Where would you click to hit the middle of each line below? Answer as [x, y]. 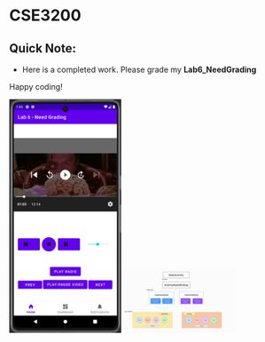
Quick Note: [43, 48]
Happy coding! [36, 87]
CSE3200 [45, 16]
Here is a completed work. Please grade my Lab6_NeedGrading [139, 69]
